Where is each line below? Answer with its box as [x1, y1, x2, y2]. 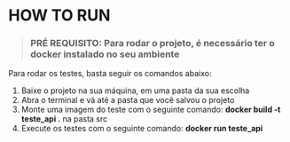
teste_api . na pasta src [20, 114, 108, 124]
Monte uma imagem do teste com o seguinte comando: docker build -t [20, 104, 281, 115]
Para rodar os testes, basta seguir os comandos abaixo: [8, 68, 212, 79]
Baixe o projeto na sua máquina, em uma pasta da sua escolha [20, 85, 250, 96]
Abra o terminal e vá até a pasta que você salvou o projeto [20, 95, 235, 106]
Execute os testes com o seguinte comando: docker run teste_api [20, 123, 263, 134]
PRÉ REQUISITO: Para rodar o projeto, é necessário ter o [29, 37, 276, 50]
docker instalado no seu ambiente [29, 48, 180, 60]
